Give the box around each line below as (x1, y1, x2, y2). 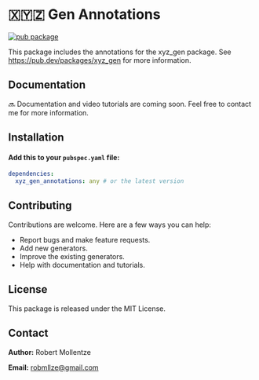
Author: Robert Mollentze (8, 347, 92, 356)
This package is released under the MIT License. (8, 304, 166, 313)
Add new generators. (19, 243, 88, 253)
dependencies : (8, 170, 55, 178)
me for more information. (8, 108, 89, 117)
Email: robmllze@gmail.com (8, 363, 100, 372)
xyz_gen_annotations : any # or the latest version (15, 177, 184, 185)
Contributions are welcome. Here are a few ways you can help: (8, 220, 212, 229)
